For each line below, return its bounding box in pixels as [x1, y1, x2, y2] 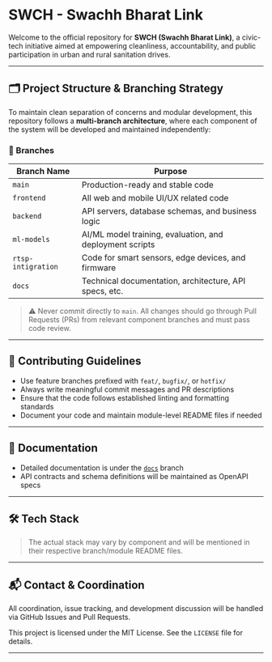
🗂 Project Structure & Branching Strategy [8, 82, 224, 95]
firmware [81, 262, 117, 274]
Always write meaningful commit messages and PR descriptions [19, 384, 235, 394]
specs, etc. [81, 286, 124, 297]
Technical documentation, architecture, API [81, 275, 246, 286]
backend [12, 212, 42, 221]
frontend [12, 193, 46, 203]
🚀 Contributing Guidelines [8, 354, 142, 368]
